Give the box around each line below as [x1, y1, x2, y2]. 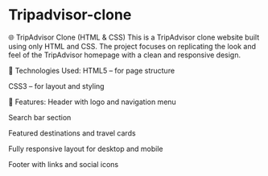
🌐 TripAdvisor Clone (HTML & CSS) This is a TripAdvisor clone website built [8, 32, 260, 42]
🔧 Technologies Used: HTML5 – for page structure [8, 65, 175, 75]
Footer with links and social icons [8, 159, 119, 169]
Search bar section [8, 112, 72, 122]
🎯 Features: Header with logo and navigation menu [8, 97, 177, 107]
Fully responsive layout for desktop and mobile [8, 144, 163, 153]
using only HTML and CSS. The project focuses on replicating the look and [8, 41, 256, 51]
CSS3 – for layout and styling [8, 81, 105, 90]
